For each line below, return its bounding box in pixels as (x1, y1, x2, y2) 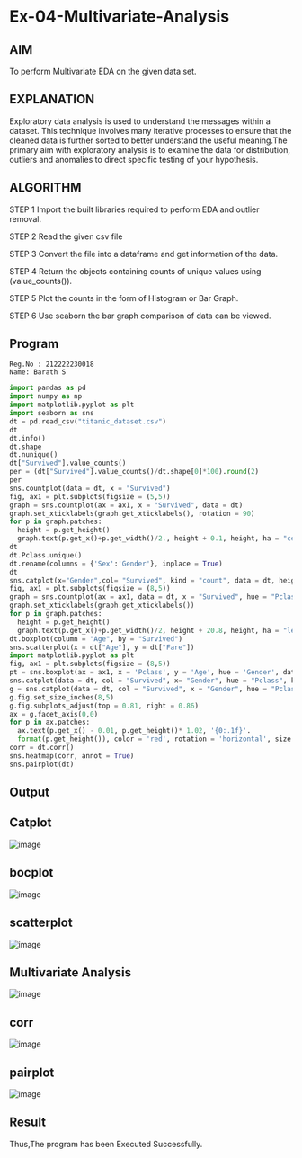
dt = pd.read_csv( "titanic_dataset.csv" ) (9, 416, 167, 426)
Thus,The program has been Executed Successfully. (9, 1138, 203, 1149)
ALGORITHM (9, 180, 82, 195)
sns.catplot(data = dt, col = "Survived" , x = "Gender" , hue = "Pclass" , (9, 676, 288, 685)
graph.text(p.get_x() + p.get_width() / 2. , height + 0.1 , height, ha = (17, 534, 280, 543)
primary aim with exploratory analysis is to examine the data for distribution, (9, 144, 290, 155)
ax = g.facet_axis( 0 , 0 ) (9, 709, 99, 718)
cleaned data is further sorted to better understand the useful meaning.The (9, 135, 288, 146)
